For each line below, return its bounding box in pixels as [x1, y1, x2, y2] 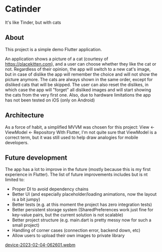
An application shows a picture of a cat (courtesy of [5, 56, 108, 62]
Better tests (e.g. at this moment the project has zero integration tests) [12, 202, 152, 207]
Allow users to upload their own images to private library [12, 233, 125, 238]
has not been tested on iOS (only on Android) [5, 97, 95, 103]
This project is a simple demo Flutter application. [5, 46, 102, 52]
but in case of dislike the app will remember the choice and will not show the [5, 71, 158, 77]
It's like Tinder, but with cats [5, 19, 61, 25]
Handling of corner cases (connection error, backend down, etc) [12, 227, 141, 234]
